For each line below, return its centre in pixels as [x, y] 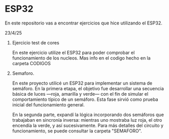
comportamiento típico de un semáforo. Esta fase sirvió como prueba [85, 99]
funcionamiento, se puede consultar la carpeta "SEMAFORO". [77, 131]
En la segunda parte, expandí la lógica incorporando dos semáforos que [88, 115]
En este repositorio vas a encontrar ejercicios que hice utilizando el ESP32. [84, 23]
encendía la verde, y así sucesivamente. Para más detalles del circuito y [88, 125]
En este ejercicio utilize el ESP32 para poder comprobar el [73, 52]
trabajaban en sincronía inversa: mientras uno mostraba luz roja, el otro [87, 120]
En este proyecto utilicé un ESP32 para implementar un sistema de [82, 83]
